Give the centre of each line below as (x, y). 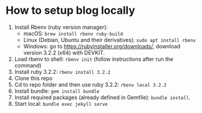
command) (28, 65)
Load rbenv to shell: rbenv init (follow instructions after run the (94, 59)
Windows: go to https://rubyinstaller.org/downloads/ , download (102, 46)
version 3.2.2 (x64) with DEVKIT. (64, 52)
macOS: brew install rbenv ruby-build (73, 33)
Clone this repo (33, 78)
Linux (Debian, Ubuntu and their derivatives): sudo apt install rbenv (109, 40)
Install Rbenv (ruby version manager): (61, 27)
